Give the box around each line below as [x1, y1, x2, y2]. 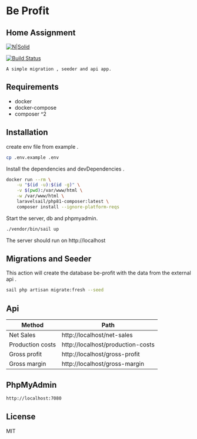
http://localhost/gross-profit [61, 350, 140, 358]
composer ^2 [14, 110, 47, 117]
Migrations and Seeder [6, 254, 92, 264]
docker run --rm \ [6, 176, 51, 182]
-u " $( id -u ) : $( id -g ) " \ [16, 182, 81, 188]
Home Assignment [6, 28, 76, 38]
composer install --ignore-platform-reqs [16, 204, 119, 210]
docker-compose [14, 104, 57, 111]
